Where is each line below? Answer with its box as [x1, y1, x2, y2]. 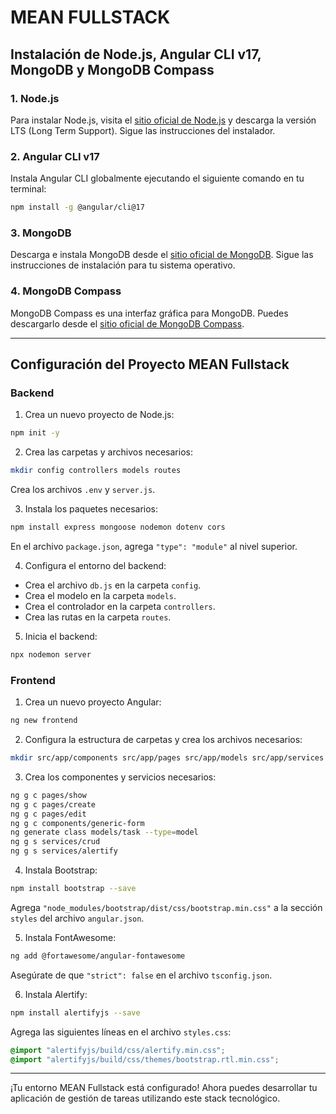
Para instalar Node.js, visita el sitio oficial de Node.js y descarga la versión [10, 114, 317, 126]
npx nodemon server [10, 649, 92, 660]
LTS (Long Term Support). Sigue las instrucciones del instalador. [10, 124, 276, 136]
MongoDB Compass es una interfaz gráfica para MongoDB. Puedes [10, 307, 289, 319]
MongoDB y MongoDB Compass [10, 61, 215, 78]
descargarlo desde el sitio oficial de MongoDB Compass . [10, 317, 245, 330]
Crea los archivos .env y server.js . [10, 484, 156, 496]
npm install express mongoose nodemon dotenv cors [10, 522, 226, 533]
